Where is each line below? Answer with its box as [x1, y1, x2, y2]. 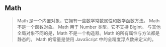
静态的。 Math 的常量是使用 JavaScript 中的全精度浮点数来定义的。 [17, 36, 156, 42]
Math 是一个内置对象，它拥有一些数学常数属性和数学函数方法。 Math [17, 17, 160, 24]
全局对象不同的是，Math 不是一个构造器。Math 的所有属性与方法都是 [17, 30, 160, 36]
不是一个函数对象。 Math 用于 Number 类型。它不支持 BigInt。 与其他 [17, 24, 161, 30]
